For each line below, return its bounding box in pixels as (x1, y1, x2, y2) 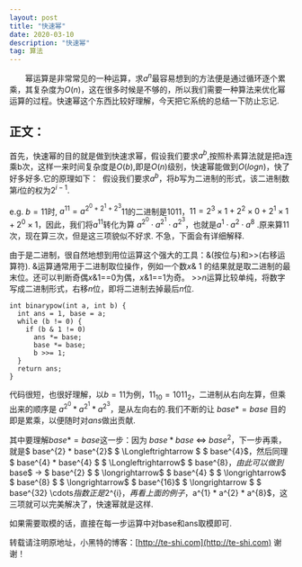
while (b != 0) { (17, 317, 83, 326)
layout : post (9, 13, 58, 22)
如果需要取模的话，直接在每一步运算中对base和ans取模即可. (9, 517, 232, 528)
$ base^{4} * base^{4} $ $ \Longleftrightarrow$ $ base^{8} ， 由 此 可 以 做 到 (9, 456, 284, 468)
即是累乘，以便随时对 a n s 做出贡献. (9, 415, 137, 426)
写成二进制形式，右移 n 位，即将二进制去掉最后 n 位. (9, 283, 195, 293)
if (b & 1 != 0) (25, 325, 87, 334)
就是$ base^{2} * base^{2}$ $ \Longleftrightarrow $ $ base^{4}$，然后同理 (9, 445, 289, 456)
